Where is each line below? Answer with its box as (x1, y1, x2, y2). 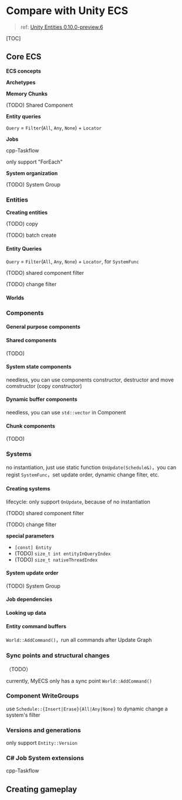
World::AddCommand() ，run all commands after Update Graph (6, 636, 152, 644)
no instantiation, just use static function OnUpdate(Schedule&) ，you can (6, 464, 177, 471)
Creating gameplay (6, 784, 77, 794)
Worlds (6, 294, 25, 301)
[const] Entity (14, 544, 52, 550)
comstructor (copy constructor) (6, 382, 83, 389)
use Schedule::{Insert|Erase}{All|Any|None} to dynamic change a (6, 705, 168, 712)
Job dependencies (6, 596, 53, 603)
